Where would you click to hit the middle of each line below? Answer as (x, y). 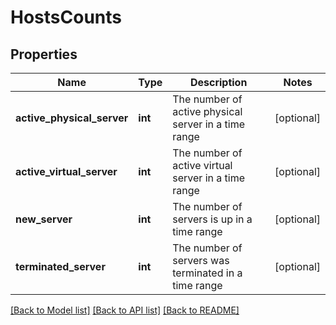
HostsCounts (66, 17)
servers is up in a (212, 219)
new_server (44, 219)
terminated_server (60, 266)
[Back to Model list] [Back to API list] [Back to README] (125, 310)
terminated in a (207, 273)
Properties (44, 54)
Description (218, 82)
